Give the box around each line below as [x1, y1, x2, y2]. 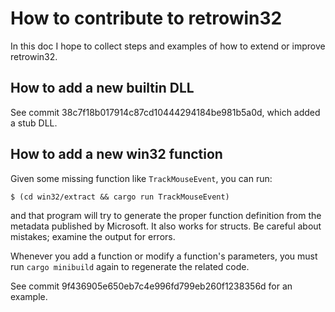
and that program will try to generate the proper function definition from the [10, 209, 322, 221]
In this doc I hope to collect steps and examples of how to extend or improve [10, 40, 326, 52]
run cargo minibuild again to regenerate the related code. [10, 260, 250, 272]
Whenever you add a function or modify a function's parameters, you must [10, 250, 318, 262]
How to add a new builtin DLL [10, 80, 195, 97]
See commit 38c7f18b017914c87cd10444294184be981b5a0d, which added [10, 106, 321, 118]
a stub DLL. [10, 117, 58, 129]
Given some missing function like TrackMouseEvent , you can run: [10, 172, 273, 184]
